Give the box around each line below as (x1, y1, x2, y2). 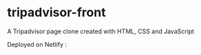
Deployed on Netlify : (7, 40, 67, 48)
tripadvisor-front (7, 5, 106, 20)
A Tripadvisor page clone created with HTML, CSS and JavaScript (7, 27, 195, 35)
